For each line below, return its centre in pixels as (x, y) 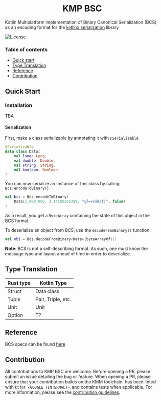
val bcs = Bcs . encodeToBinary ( (37, 197)
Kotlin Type (53, 283)
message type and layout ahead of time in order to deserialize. (68, 253)
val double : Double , (35, 161)
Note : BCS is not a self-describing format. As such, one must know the (77, 249)
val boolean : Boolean (36, 170)
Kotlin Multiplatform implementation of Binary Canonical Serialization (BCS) (81, 22)
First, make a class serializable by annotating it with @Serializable (72, 138)
